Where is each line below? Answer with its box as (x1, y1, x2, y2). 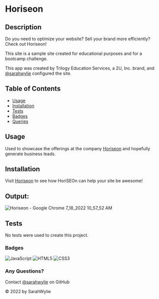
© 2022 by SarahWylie (5, 288, 51, 294)
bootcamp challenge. (5, 56, 48, 62)
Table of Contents (5, 85, 61, 93)
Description (5, 23, 42, 31)
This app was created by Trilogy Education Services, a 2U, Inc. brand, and (5, 65, 155, 71)
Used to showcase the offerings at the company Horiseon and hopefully (5, 145, 151, 151)
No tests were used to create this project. (5, 232, 89, 238)
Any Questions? (5, 268, 44, 275)
